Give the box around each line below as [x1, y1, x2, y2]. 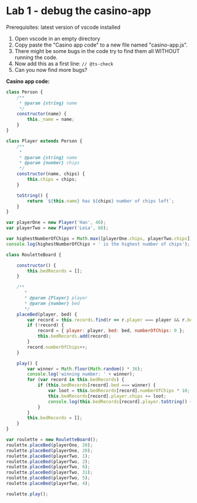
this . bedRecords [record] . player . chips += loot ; [47, 393, 167, 399]
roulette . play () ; [6, 491, 49, 497]
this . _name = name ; [27, 117, 75, 123]
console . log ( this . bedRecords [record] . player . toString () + [47, 399, 193, 405]
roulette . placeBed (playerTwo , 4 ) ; [6, 481, 91, 487]
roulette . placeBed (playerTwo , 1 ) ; [6, 453, 91, 459]
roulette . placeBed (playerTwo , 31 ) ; [6, 469, 93, 475]
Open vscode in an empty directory [14, 35, 101, 42]
